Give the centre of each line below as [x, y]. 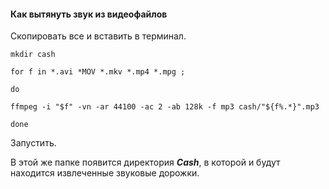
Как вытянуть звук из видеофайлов [89, 14]
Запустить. [33, 143]
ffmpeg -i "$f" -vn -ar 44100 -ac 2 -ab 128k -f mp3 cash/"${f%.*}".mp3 [165, 107]
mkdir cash [33, 55]
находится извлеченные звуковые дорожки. [105, 173]
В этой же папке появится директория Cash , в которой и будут [145, 162]
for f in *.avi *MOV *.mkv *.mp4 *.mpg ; [98, 72]
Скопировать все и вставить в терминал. [98, 36]
